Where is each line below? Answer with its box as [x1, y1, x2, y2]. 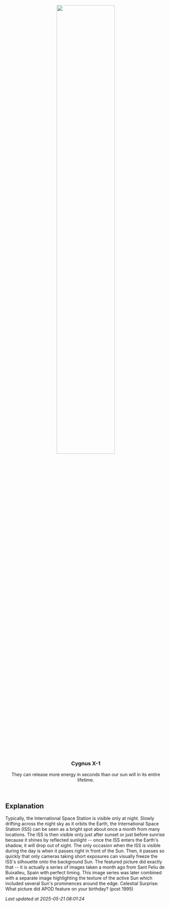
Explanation [5, 802, 44, 810]
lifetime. [77, 777, 94, 783]
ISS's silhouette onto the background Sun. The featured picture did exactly [5, 859, 162, 865]
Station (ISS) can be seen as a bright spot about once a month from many [5, 826, 160, 832]
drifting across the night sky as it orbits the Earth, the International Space [5, 821, 159, 827]
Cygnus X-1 [71, 760, 101, 767]
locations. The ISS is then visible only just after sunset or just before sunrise [5, 831, 165, 838]
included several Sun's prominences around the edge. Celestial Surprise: [5, 880, 159, 887]
